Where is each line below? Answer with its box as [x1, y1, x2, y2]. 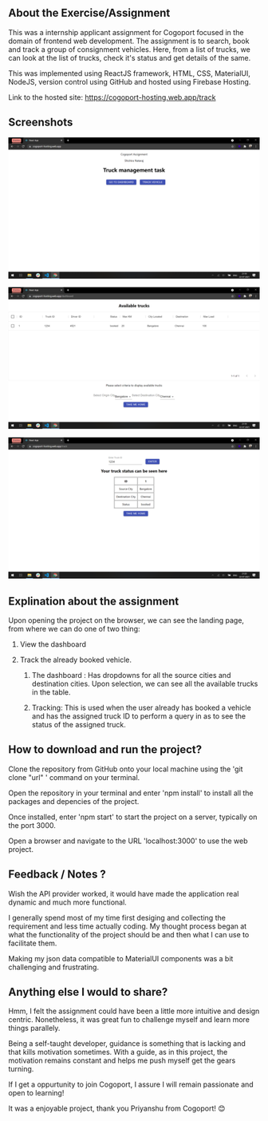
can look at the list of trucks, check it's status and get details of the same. [8, 53, 251, 62]
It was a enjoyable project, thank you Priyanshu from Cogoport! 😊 [8, 1103, 226, 1113]
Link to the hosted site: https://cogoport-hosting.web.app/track [8, 92, 216, 102]
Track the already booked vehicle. [19, 655, 132, 664]
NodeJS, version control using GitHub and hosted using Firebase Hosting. [8, 77, 251, 86]
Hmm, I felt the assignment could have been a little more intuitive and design [8, 1006, 260, 1016]
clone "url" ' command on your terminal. [8, 772, 140, 782]
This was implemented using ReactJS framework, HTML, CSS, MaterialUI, [8, 68, 251, 78]
